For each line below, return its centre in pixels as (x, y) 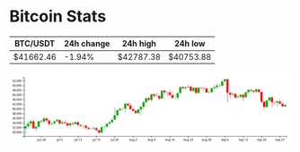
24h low (190, 44)
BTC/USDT (35, 44)
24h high (139, 44)
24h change (87, 44)
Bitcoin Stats (58, 17)
